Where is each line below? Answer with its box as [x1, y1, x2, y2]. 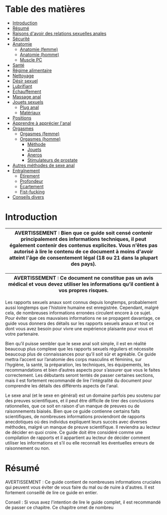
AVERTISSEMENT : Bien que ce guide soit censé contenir [14, 229, 153, 236]
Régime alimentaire [12, 67, 52, 73]
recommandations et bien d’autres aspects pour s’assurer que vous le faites [5, 367, 161, 373]
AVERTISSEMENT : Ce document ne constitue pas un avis [13, 274, 154, 281]
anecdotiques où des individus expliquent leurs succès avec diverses [5, 419, 148, 425]
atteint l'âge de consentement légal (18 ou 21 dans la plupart [9, 254, 158, 261]
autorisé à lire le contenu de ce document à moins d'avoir [13, 248, 154, 255]
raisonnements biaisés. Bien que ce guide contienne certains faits [5, 408, 140, 414]
